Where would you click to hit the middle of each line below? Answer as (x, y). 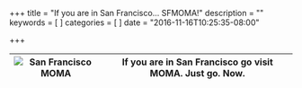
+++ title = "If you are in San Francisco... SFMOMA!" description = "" (137, 13)
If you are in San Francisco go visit (198, 62)
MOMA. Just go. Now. (197, 73)
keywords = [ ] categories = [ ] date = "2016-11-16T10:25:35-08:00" (134, 22)
